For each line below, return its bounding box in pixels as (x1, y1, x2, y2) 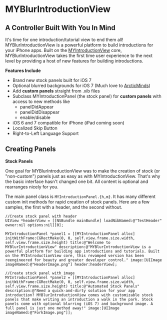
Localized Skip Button (12, 125, 57, 131)
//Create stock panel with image (5, 270, 75, 275)
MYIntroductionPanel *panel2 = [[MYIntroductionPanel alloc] (5, 275, 135, 280)
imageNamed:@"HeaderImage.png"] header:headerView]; (5, 261, 117, 267)
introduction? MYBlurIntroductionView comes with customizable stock (5, 292, 153, 297)
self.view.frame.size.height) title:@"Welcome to (5, 240, 111, 245)
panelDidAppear (19, 104, 54, 109)
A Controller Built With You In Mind (5, 23, 116, 32)
